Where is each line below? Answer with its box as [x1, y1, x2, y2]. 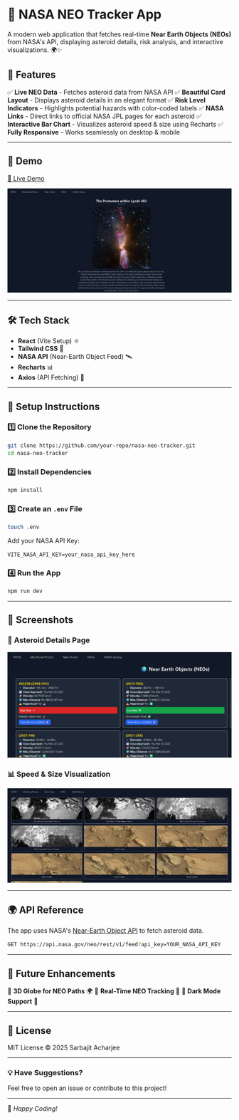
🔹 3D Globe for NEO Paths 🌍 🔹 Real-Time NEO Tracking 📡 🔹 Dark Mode [7, 987, 221, 995]
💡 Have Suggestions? [7, 1067, 83, 1077]
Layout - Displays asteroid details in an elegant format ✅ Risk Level [7, 95, 206, 104]
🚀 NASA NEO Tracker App [7, 6, 162, 23]
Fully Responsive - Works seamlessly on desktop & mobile [7, 127, 180, 136]
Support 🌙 [7, 997, 38, 1006]
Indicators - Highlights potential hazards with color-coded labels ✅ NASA [7, 103, 224, 112]
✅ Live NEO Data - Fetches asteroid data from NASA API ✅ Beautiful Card [7, 88, 225, 96]
